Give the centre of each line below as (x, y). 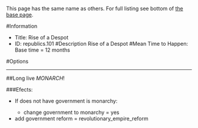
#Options (17, 61)
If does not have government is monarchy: (66, 101)
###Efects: (19, 90)
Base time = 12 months (42, 50)
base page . (20, 15)
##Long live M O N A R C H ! (35, 78)
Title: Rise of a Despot (42, 37)
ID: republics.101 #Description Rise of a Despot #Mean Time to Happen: (101, 44)
